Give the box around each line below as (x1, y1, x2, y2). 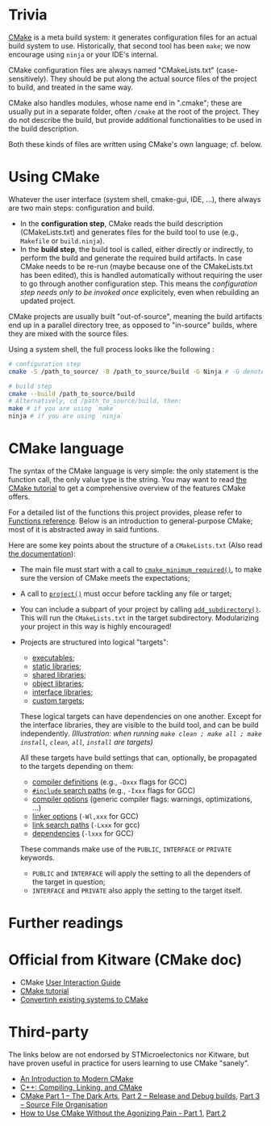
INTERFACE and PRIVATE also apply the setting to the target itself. (31, 885, 243, 895)
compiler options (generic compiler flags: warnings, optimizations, (31, 794, 252, 804)
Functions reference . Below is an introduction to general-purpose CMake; (8, 515, 253, 526)
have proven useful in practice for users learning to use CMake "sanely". (8, 1058, 250, 1068)
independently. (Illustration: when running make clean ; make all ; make (19, 729, 262, 738)
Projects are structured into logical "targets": (19, 637, 169, 647)
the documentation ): (8, 548, 77, 558)
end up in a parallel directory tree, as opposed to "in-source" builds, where (8, 320, 258, 330)
